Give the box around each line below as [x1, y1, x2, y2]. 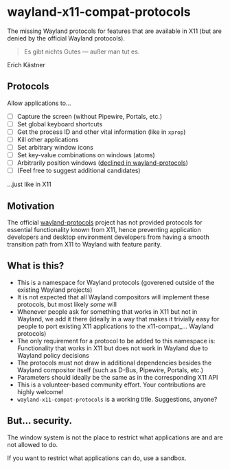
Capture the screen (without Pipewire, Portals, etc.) [16, 112, 163, 120]
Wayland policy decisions [16, 351, 89, 359]
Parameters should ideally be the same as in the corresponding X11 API [16, 373, 218, 381]
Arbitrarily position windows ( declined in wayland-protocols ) [16, 159, 189, 167]
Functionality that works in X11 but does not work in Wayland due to [16, 344, 208, 352]
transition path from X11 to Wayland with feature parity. [7, 240, 162, 249]
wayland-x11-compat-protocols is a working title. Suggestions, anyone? [16, 395, 218, 403]
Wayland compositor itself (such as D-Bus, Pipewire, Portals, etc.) [16, 365, 204, 374]
